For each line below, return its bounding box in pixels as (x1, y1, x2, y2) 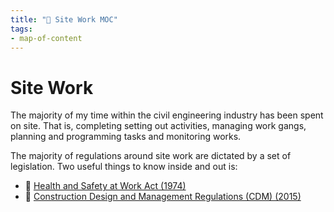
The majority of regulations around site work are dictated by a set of (10, 150, 292, 162)
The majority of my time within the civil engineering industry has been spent (10, 109, 324, 121)
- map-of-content (10, 33, 83, 43)
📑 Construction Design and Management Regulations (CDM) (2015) (24, 191, 302, 203)
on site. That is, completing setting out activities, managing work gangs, (10, 120, 307, 132)
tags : (10, 24, 33, 34)
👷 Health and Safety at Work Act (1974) (24, 180, 187, 192)
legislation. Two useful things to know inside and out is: (10, 161, 238, 173)
